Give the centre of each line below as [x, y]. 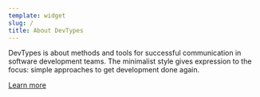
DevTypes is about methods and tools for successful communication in [125, 53]
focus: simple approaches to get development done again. [104, 70]
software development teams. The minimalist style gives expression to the [130, 61]
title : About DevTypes [46, 30]
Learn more [27, 85]
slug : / [21, 23]
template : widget [37, 16]
